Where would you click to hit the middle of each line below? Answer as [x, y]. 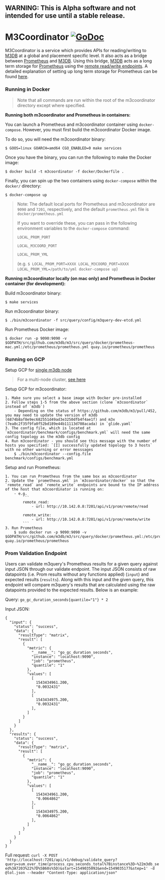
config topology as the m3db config [42, 437]
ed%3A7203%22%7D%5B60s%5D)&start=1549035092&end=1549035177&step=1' [77, 869]
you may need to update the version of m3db [51, 415]
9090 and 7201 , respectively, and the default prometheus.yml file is [83, 209]
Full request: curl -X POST [31, 855]
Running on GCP [25, 359]
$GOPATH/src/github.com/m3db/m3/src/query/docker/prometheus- [70, 343]
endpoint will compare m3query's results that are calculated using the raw [80, 585]
